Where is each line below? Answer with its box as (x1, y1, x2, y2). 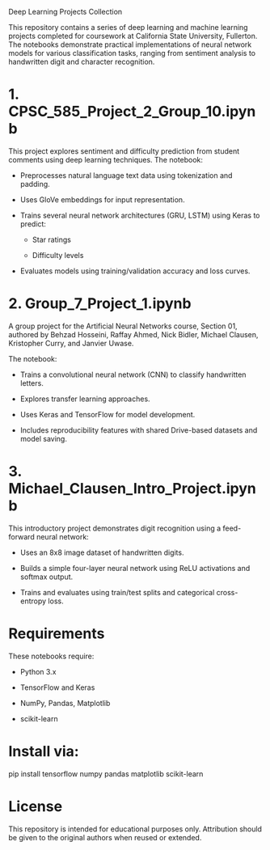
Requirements (8, 624, 105, 642)
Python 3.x (19, 666, 57, 676)
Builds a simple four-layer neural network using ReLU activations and (19, 563, 251, 573)
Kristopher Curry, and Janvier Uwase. (8, 338, 134, 348)
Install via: (8, 742, 79, 760)
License (8, 797, 63, 815)
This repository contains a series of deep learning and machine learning (8, 23, 248, 32)
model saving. (19, 433, 67, 443)
